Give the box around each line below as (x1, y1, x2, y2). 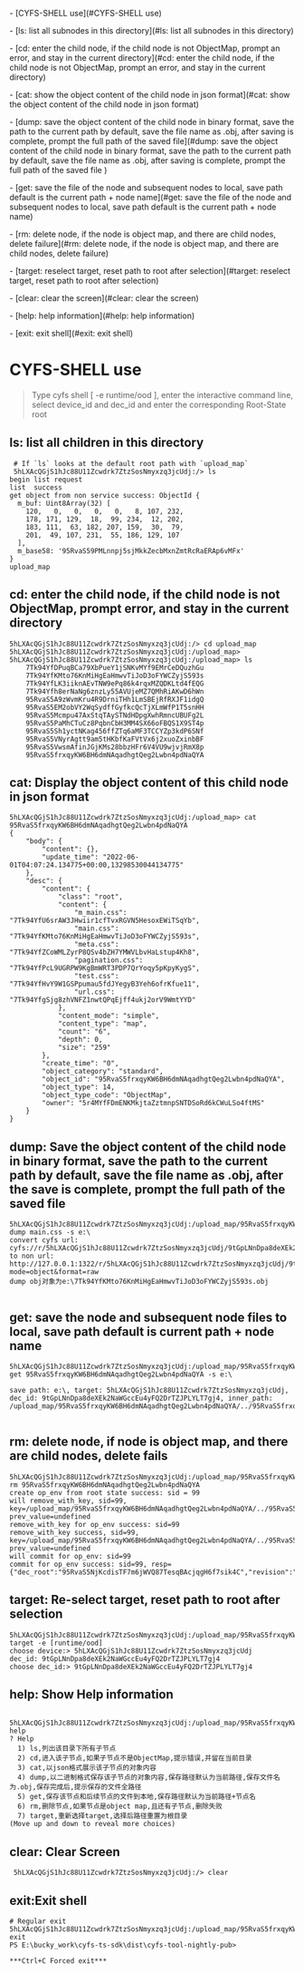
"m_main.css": (73, 909, 128, 918)
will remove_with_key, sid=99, (9, 1496, 128, 1505)
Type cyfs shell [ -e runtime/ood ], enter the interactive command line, (31, 389, 294, 400)
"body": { (25, 837, 63, 846)
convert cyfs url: (9, 1236, 79, 1245)
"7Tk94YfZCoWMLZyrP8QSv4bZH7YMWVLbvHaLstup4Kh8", (9, 948, 201, 957)
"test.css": (73, 972, 119, 981)
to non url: (9, 1251, 54, 1261)
